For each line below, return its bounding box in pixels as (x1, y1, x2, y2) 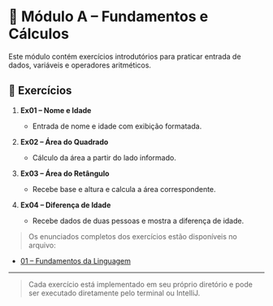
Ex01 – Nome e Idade (19, 105, 92, 115)
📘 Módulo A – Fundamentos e (8, 7, 209, 26)
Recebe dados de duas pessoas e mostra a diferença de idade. (32, 216, 245, 225)
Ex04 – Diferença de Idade (19, 199, 111, 210)
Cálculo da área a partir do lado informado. (32, 152, 176, 162)
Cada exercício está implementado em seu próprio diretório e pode (28, 279, 253, 289)
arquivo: (28, 240, 56, 250)
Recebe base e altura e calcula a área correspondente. (32, 184, 217, 194)
